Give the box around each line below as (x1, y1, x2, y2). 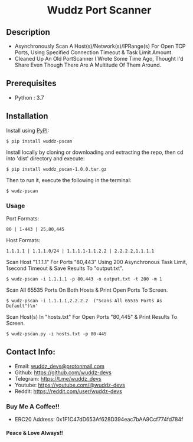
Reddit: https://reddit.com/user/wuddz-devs (14, 387, 122, 395)
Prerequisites (6, 78, 57, 88)
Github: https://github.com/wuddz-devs (14, 369, 112, 376)
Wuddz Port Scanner (47, 4, 152, 17)
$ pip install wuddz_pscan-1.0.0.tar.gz (6, 166, 107, 172)
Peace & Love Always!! (6, 429, 63, 436)
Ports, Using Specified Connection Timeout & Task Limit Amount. (14, 49, 173, 56)
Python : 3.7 (14, 94, 44, 101)
